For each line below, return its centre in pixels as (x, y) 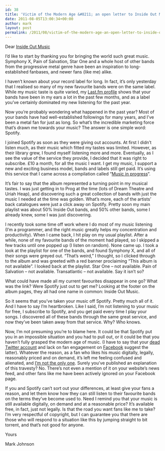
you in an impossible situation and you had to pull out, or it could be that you (82, 337)
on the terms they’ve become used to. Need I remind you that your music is (81, 399)
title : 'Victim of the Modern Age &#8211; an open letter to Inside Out (81, 14)
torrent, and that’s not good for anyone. (45, 425)
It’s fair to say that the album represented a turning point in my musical (76, 183)
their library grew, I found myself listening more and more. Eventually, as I (79, 153)
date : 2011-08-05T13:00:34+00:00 (39, 19)
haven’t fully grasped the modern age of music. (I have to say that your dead (83, 342)
